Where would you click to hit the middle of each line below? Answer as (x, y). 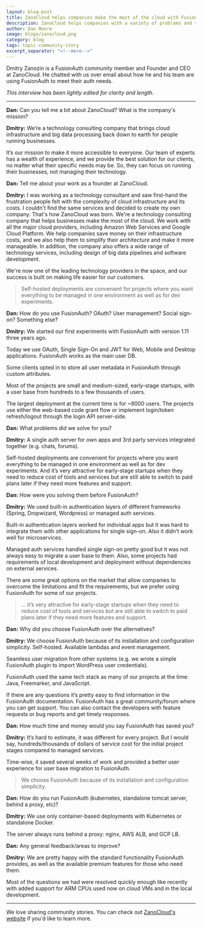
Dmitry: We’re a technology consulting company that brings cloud (88, 128)
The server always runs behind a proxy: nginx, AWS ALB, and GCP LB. (93, 834)
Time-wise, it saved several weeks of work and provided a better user (93, 762)
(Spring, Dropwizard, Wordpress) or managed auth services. (81, 513)
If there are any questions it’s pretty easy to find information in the (88, 695)
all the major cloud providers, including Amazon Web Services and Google (98, 227)
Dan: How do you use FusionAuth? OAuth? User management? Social (92, 313)
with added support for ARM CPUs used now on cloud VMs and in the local (99, 888)
